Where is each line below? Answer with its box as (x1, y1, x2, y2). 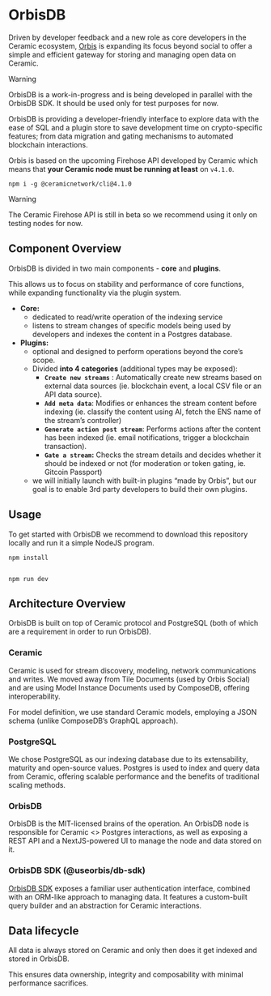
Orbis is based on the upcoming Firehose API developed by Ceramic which (8, 156, 259, 165)
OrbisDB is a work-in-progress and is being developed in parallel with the (8, 89, 253, 99)
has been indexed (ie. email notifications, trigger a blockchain (44, 432, 250, 442)
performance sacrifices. (8, 978, 89, 988)
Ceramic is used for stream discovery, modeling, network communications (8, 665, 256, 675)
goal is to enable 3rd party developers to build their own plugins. (32, 484, 248, 494)
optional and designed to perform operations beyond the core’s (32, 346, 243, 356)
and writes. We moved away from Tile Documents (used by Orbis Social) (8, 674, 251, 684)
